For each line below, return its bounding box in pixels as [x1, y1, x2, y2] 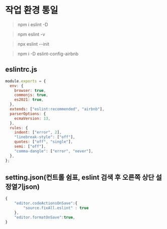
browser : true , [14, 88, 46, 93]
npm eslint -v [17, 31, 45, 37]
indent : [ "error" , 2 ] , [14, 130, 62, 135]
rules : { [10, 125, 28, 131]
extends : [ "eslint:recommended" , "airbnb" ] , [10, 106, 105, 111]
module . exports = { [5, 78, 46, 83]
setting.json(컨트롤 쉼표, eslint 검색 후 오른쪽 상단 [5, 173, 154, 181]
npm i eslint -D [17, 21, 48, 28]
